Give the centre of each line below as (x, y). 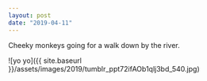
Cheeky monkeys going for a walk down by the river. (94, 45)
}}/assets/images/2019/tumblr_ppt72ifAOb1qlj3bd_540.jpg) (104, 68)
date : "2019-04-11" (40, 23)
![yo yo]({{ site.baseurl (45, 61)
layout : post (30, 15)
